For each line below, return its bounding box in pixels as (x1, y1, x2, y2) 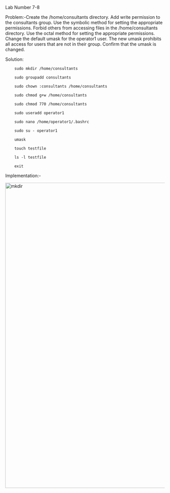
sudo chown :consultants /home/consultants (14, 84, 108, 89)
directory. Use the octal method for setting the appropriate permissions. (5, 30, 155, 36)
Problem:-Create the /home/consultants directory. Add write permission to (5, 14, 160, 20)
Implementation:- (5, 172, 41, 179)
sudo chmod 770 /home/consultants (14, 101, 87, 107)
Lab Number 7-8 (5, 5, 40, 10)
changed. (5, 47, 25, 52)
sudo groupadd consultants (14, 75, 71, 80)
